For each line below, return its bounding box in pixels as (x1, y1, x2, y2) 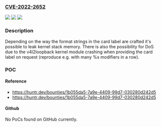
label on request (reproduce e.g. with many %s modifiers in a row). (5, 54, 140, 60)
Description (5, 27, 34, 34)
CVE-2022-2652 (5, 3, 46, 10)
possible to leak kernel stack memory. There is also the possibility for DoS (5, 43, 154, 49)
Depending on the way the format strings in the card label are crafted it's (5, 38, 151, 44)
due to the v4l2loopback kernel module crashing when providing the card (5, 49, 153, 55)
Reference (5, 78, 27, 84)
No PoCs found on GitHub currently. (5, 116, 78, 122)
